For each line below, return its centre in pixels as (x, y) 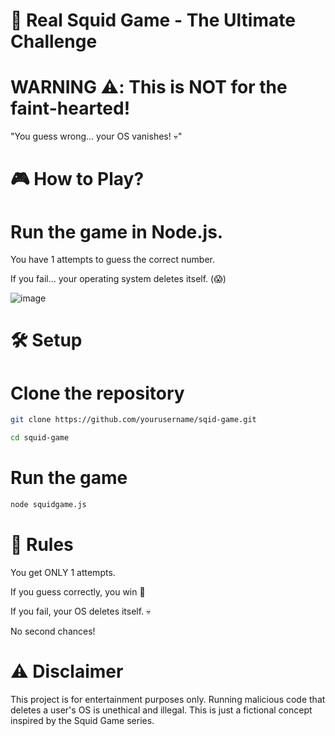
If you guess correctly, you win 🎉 (78, 591)
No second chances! (53, 631)
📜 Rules (42, 545)
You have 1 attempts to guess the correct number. (113, 260)
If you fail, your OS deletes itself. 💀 (81, 611)
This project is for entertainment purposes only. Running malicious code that (168, 699)
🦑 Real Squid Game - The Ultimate (153, 20)
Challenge (54, 41)
